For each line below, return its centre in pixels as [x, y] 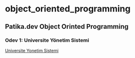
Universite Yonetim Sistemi [32, 50]
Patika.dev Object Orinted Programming [67, 27]
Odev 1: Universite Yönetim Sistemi [47, 40]
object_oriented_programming [68, 9]
